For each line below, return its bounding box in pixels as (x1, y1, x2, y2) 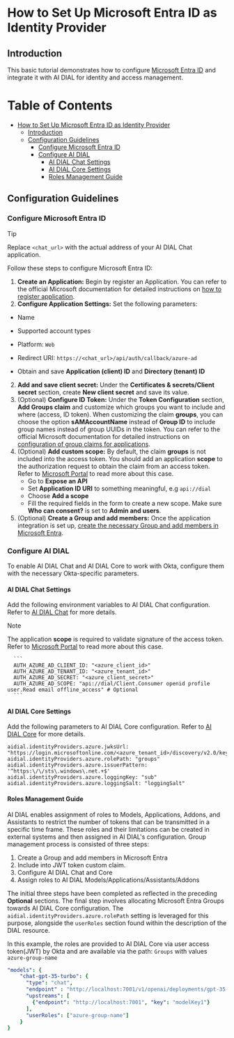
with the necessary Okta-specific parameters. (7, 569, 139, 578)
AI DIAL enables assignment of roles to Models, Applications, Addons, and (7, 810, 221, 819)
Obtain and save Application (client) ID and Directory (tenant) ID (17, 367, 205, 375)
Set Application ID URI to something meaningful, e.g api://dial (27, 484, 211, 493)
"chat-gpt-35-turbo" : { (19, 973, 89, 980)
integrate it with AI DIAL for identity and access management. (7, 73, 183, 82)
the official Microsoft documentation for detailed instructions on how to (17, 284, 221, 293)
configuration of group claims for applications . (17, 440, 151, 448)
